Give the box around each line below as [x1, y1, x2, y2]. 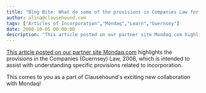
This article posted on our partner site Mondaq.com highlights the [6, 48, 173, 56]
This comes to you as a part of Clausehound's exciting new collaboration [6, 73, 191, 81]
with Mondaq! [6, 80, 41, 87]
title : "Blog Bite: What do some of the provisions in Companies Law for [6, 9, 199, 15]
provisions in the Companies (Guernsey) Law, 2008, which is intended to [6, 55, 190, 62]
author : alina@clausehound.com [6, 15, 86, 21]
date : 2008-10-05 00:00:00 [6, 26, 75, 32]
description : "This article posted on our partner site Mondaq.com [6, 32, 183, 38]
